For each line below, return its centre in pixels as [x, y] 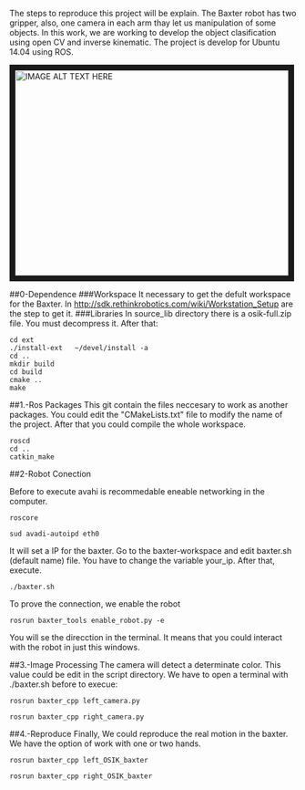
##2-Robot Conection [51, 474]
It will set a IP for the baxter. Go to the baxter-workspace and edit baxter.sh [151, 551]
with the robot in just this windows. [75, 647]
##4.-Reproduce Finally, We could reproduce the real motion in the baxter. [149, 734]
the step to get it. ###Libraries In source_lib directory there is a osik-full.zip [151, 313]
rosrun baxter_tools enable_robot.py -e [87, 620]
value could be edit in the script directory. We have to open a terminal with [149, 675]
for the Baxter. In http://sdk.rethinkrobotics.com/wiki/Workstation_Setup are [152, 304]
